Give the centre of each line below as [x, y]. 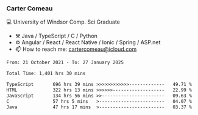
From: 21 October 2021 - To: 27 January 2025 [65, 63]
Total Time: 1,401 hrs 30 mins [46, 74]
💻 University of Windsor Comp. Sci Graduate [63, 22]
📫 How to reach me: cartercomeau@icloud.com [76, 49]
